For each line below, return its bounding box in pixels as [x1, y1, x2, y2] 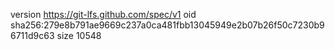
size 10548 [56, 30, 102, 41]
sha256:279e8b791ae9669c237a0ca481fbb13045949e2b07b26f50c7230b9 [10, 19, 325, 31]
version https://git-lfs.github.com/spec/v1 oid [10, 9, 197, 20]
